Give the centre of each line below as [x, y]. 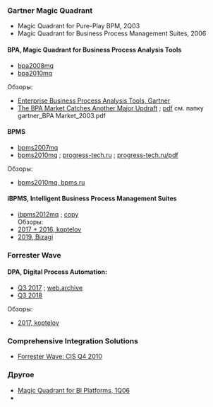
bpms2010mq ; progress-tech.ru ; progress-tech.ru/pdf [98, 155]
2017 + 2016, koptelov [49, 229]
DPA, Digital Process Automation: [57, 272]
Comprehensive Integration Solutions [73, 340]
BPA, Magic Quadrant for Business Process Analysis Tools [95, 50]
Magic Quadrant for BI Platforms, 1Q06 [74, 390]
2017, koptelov [38, 323]
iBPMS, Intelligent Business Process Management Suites [92, 199]
